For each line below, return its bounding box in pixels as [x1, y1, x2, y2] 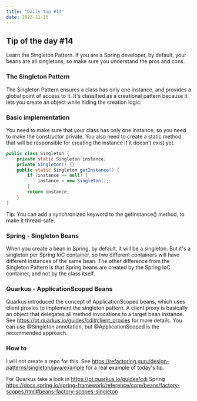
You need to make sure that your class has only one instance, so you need [6, 126, 186, 133]
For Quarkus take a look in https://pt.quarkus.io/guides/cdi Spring [6, 375, 165, 382]
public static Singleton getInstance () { [16, 167, 119, 173]
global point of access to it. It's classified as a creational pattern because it [6, 92, 188, 99]
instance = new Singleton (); [37, 178, 109, 184]
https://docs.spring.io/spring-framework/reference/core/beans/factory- [6, 382, 181, 389]
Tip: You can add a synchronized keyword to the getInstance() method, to [6, 211, 185, 218]
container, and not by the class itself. [6, 269, 95, 277]
